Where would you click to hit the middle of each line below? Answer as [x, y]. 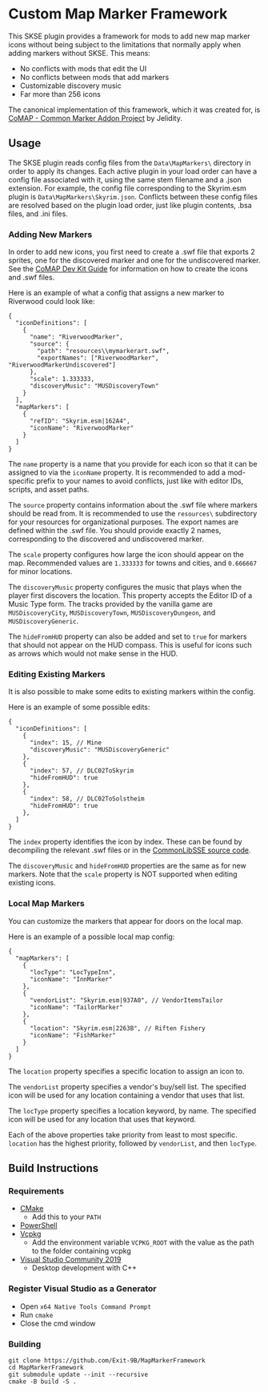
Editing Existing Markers [57, 674]
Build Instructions [54, 1168]
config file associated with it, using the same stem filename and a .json [125, 179]
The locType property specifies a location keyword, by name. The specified [132, 1110]
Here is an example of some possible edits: [79, 707]
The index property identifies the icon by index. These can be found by [125, 842]
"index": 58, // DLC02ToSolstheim [87, 799]
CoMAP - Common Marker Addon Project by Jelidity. [95, 118]
